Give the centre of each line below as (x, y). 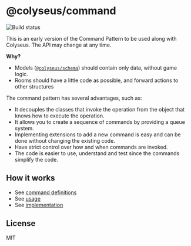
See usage (28, 198)
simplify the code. (36, 159)
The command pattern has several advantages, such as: (74, 98)
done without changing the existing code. (65, 140)
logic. (21, 74)
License (21, 223)
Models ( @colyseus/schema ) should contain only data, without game (96, 68)
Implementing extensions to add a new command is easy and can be (98, 135)
